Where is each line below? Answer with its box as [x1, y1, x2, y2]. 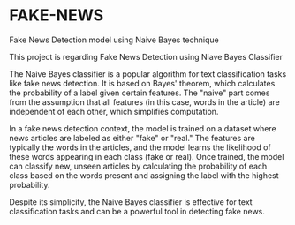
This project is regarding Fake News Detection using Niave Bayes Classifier [9, 51, 283, 62]
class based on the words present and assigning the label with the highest [9, 169, 280, 181]
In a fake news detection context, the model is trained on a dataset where [9, 123, 276, 133]
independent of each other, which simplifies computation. [9, 106, 219, 116]
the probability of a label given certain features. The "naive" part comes [9, 87, 270, 98]
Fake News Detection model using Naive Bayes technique [9, 34, 219, 45]
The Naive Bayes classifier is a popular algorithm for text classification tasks [9, 68, 287, 79]
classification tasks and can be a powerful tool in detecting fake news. [9, 206, 265, 216]
